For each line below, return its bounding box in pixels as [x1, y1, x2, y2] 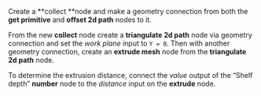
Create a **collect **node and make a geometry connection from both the [8, 7, 248, 16]
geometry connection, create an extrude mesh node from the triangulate [8, 47, 247, 56]
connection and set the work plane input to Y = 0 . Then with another [8, 39, 230, 48]
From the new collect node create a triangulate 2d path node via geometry [8, 31, 253, 39]
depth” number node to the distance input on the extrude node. [8, 79, 216, 88]
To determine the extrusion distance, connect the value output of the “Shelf [8, 71, 253, 79]
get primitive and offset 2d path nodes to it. [8, 15, 152, 24]
